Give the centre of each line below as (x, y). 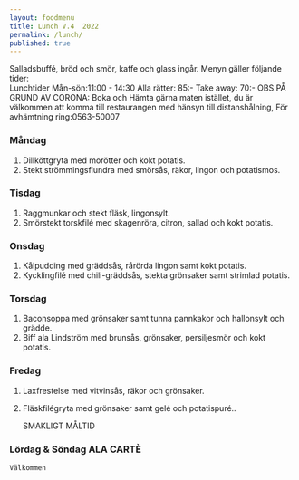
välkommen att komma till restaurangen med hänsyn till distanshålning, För (149, 107)
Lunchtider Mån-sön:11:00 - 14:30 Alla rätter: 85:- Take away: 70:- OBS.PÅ (148, 88)
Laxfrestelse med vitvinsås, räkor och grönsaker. (114, 390)
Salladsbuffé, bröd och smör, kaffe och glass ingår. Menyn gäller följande (146, 69)
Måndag (28, 140)
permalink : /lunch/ (46, 34)
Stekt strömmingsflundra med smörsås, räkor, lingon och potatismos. (151, 169)
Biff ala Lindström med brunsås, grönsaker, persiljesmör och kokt (144, 338)
